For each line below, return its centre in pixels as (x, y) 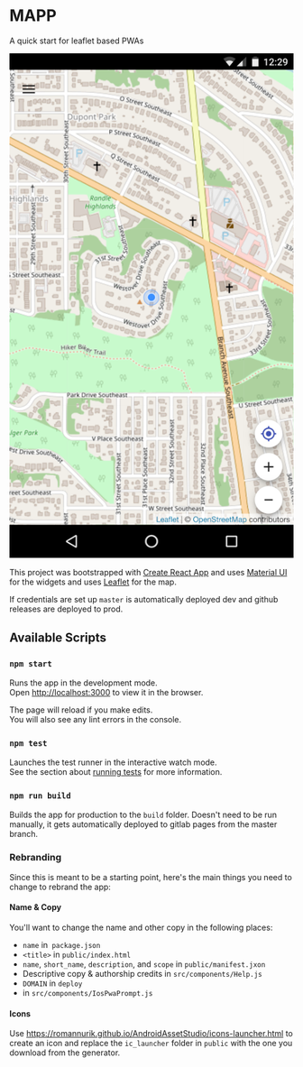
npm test (28, 743)
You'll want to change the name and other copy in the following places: (141, 927)
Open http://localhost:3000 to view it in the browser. (106, 692)
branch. (24, 834)
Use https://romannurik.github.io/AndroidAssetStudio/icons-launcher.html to (151, 1034)
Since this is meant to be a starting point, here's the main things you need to (151, 877)
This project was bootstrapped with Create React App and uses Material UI (148, 573)
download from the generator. (65, 1053)
